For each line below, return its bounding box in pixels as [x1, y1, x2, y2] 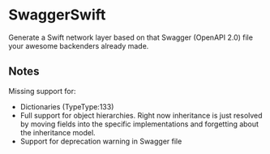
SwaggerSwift [8, 6, 106, 24]
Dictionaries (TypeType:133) [19, 101, 114, 111]
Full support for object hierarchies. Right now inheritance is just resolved [19, 110, 263, 120]
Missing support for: [8, 86, 76, 96]
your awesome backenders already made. [8, 41, 149, 50]
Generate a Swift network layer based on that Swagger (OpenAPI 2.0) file [8, 32, 254, 42]
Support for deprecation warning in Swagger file [19, 136, 182, 146]
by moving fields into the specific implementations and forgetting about [19, 119, 259, 129]
